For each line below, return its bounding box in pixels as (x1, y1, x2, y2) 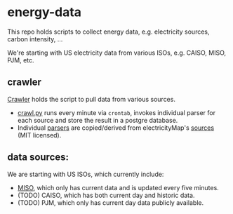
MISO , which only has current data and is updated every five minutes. (17, 183, 219, 192)
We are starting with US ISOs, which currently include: (7, 170, 164, 178)
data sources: (7, 152, 69, 163)
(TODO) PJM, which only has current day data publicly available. (17, 198, 204, 207)
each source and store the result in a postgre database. (17, 116, 178, 124)
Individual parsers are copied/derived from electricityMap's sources (17, 123, 215, 132)
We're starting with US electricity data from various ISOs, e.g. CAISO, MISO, (7, 48, 227, 57)
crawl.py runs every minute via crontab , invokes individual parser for (17, 108, 216, 116)
